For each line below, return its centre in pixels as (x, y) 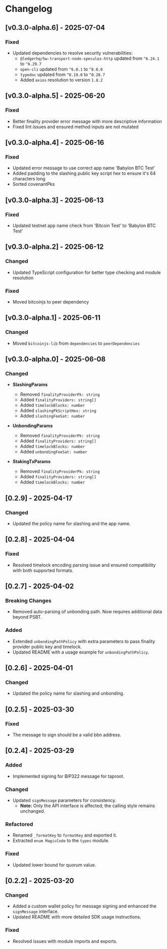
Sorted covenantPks (34, 184)
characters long (29, 179)
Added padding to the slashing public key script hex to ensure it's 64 (84, 173)
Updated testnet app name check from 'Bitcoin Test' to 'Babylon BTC (84, 225)
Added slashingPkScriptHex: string (58, 410)
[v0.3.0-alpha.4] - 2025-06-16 (55, 142)
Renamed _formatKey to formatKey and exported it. (65, 835)
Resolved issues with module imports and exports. (65, 941)
